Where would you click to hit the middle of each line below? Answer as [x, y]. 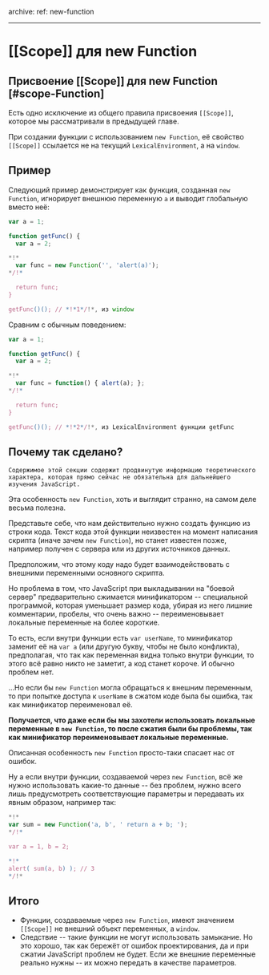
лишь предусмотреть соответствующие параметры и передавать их [126, 794]
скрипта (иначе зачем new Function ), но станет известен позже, [117, 540]
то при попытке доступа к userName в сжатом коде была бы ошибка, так [131, 696]
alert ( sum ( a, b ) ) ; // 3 [51, 868]
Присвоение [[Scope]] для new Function [113, 81]
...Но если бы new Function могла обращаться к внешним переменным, [130, 688]
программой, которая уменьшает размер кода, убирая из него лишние [130, 605]
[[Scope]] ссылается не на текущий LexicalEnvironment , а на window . [124, 145]
